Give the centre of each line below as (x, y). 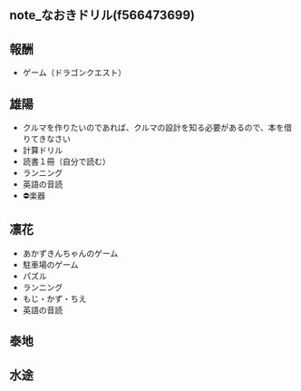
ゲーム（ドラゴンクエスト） (74, 73)
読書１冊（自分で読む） (66, 161)
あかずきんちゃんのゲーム (70, 253)
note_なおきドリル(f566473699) (102, 15)
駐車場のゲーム (50, 264)
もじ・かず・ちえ (54, 298)
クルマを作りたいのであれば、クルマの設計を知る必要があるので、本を (153, 128)
